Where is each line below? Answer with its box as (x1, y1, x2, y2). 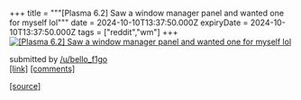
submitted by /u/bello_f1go (9, 54, 108, 64)
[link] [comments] (9, 63, 76, 74)
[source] (9, 81, 41, 91)
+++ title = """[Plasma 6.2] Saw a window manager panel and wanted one (9, 8, 285, 18)
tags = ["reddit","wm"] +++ (78, 27, 178, 37)
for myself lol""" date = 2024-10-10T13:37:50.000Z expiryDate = (9, 17, 249, 28)
